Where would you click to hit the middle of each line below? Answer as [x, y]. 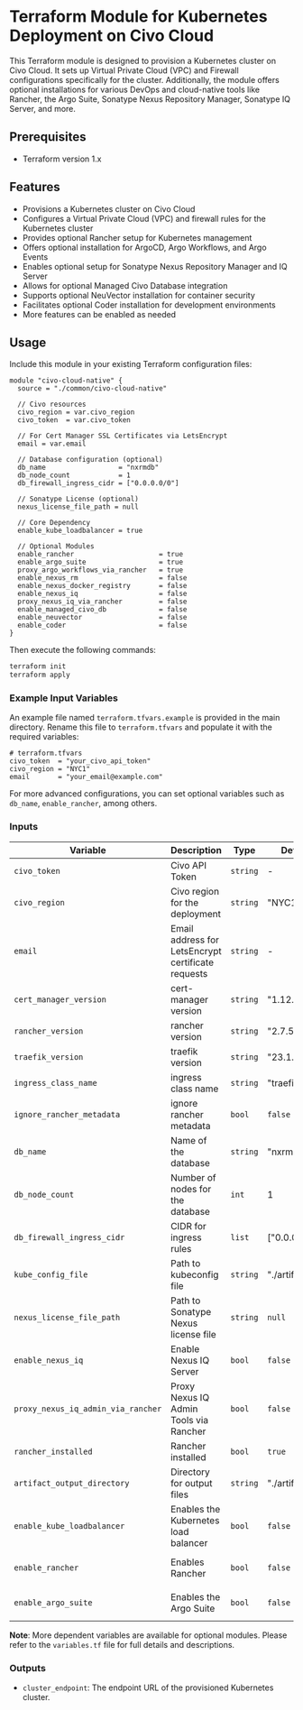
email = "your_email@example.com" [87, 777]
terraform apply [40, 675]
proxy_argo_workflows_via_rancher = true [100, 570]
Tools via [189, 1420]
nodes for [191, 1189]
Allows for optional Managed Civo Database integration [125, 285]
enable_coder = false [102, 625]
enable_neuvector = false [102, 618]
